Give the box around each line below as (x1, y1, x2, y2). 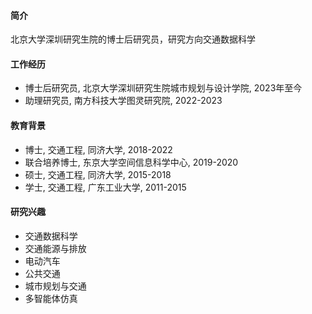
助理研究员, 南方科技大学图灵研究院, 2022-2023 (24, 95, 223, 107)
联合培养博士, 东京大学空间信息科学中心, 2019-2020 (24, 156, 239, 168)
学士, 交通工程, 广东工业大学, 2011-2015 (24, 181, 187, 193)
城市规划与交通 (24, 280, 87, 292)
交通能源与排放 (24, 242, 87, 254)
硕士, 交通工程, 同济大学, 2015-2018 (24, 168, 172, 180)
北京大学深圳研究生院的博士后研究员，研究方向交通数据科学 (10, 33, 256, 45)
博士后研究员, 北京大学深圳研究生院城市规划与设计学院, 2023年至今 (24, 82, 303, 94)
